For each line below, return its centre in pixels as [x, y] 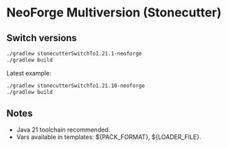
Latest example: [29, 73]
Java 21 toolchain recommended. [63, 130]
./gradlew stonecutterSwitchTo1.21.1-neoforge [74, 53]
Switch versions [42, 38]
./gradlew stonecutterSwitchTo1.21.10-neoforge [76, 86]
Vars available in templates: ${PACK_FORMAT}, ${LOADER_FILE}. [109, 137]
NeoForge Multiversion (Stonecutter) [114, 13]
